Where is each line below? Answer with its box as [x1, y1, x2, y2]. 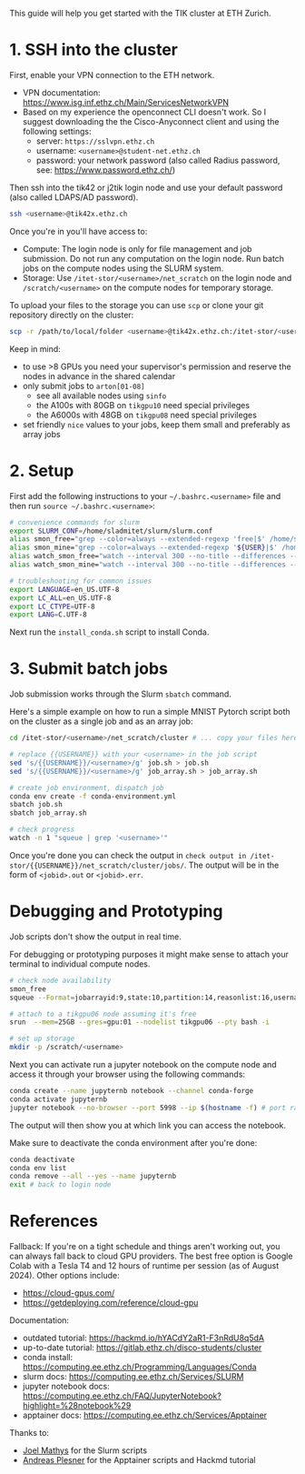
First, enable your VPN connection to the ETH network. [9, 69, 215, 80]
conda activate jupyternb [9, 1095, 107, 1104]
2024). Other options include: [9, 1270, 120, 1281]
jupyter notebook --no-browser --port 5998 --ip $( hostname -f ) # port [9, 1103, 286, 1112]
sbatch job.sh [9, 800, 64, 809]
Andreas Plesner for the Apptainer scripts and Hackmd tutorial [22, 1455, 256, 1466]
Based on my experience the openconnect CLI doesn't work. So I [22, 106, 267, 117]
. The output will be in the [183, 859, 280, 870]
